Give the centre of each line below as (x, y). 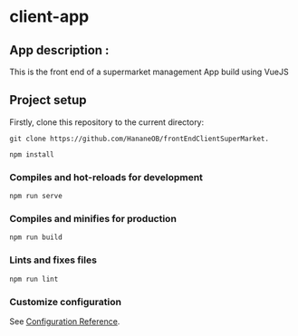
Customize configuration (66, 302)
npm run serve (36, 197)
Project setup (48, 100)
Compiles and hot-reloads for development (106, 177)
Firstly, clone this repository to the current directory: (107, 122)
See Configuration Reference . (65, 322)
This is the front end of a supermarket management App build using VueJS (149, 72)
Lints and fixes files (53, 260)
